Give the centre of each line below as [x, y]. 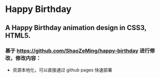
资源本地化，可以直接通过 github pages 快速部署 [62, 70]
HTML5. [18, 35]
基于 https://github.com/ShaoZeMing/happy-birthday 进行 [77, 50]
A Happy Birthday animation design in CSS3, [76, 28]
